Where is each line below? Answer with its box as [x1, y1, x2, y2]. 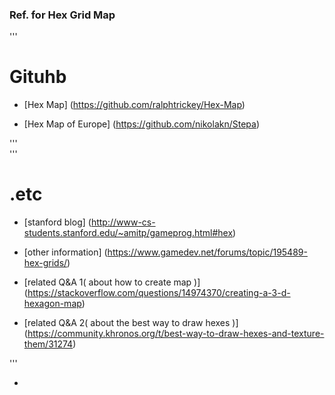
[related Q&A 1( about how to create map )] [23, 276, 201, 288]
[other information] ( [23, 246, 108, 258]
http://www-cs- [90, 216, 156, 228]
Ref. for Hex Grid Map [9, 8, 116, 22]
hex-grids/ [23, 257, 68, 269]
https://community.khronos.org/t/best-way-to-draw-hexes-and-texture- [27, 328, 325, 340]
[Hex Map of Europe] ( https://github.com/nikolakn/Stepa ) [23, 118, 261, 130]
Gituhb [9, 66, 67, 88]
